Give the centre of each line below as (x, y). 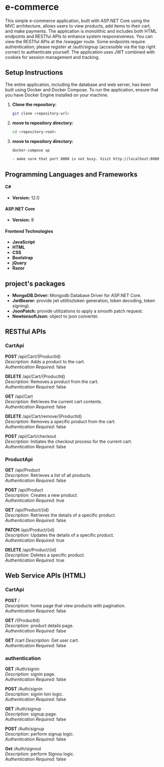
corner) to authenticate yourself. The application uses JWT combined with (80, 52)
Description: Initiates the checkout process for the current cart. (69, 441)
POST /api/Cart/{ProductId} (33, 356)
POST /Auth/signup (25, 729)
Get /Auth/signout (23, 749)
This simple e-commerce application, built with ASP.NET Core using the (78, 21)
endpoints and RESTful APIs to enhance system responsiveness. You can (79, 36)
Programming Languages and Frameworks (71, 174)
